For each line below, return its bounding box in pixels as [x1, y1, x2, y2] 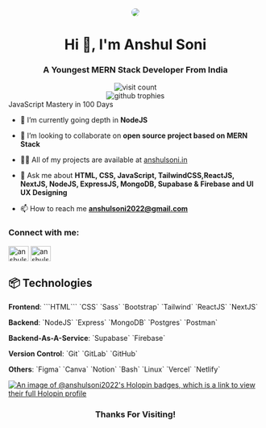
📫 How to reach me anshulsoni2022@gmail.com [19, 204, 188, 214]
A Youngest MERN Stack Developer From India [43, 64, 228, 76]
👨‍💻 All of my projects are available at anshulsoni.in [19, 155, 188, 164]
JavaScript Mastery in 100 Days [8, 100, 114, 110]
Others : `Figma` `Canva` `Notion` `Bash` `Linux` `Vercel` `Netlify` [8, 364, 221, 374]
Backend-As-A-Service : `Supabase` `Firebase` [8, 333, 166, 343]
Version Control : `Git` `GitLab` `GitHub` [8, 348, 139, 358]
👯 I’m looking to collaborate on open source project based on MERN [19, 131, 248, 140]
